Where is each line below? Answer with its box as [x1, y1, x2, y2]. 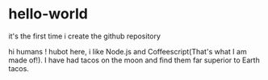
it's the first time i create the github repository [8, 31, 161, 41]
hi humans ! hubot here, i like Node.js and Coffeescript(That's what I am [8, 46, 248, 56]
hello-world [8, 5, 89, 23]
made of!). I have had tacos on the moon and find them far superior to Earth [8, 55, 260, 65]
